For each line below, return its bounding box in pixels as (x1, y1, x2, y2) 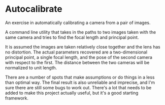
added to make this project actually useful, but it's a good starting (5, 90, 139, 96)
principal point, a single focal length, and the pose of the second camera (5, 54, 153, 60)
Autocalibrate (5, 3, 63, 15)
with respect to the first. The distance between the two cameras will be (5, 59, 150, 65)
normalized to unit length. (5, 65, 57, 71)
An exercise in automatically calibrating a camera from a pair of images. (5, 20, 151, 26)
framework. (5, 95, 29, 101)
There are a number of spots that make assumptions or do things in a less (5, 74, 155, 80)
